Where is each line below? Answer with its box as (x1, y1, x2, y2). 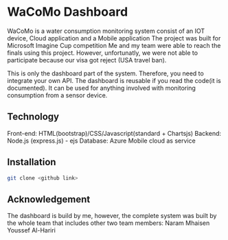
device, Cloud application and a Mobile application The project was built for (7, 34, 221, 42)
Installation (7, 156, 56, 168)
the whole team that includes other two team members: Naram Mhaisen (7, 219, 210, 227)
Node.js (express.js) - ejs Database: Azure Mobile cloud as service (7, 136, 196, 145)
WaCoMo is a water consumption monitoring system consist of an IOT (7, 27, 205, 35)
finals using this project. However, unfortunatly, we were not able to (7, 49, 198, 57)
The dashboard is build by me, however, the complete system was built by (7, 212, 217, 220)
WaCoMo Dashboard (7, 4, 128, 20)
